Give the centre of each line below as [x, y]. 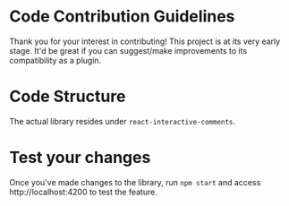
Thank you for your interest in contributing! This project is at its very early [145, 41]
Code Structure [68, 97]
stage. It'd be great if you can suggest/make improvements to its [128, 50]
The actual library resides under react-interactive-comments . [122, 121]
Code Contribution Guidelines [122, 17]
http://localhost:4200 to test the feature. [84, 192]
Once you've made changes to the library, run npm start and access [135, 182]
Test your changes [80, 158]
